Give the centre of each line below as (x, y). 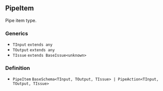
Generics (17, 33)
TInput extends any (33, 45)
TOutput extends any (34, 50)
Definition (18, 68)
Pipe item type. (21, 20)
